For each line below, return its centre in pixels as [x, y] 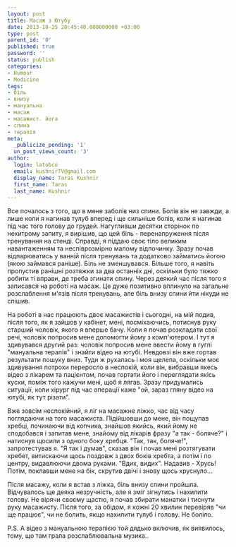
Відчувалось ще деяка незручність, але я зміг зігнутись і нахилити [107, 492]
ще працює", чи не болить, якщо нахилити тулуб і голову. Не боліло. [110, 515]
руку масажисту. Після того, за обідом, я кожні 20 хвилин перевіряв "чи [117, 507]
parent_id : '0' [30, 40]
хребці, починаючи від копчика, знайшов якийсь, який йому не [102, 426]
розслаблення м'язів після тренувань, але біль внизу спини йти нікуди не [118, 294]
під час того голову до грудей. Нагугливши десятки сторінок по [103, 226]
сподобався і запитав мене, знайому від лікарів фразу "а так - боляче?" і [117, 433]
